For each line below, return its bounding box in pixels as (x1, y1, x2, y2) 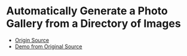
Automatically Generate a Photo (6, 4, 168, 18)
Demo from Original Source (14, 43, 82, 50)
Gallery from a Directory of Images (6, 17, 181, 30)
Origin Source (14, 36, 50, 43)
